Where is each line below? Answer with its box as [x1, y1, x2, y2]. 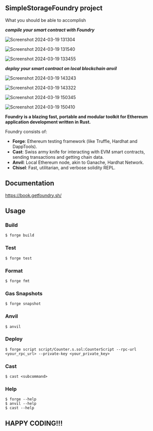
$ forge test [5, 256, 32, 261]
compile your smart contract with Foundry [5, 27, 95, 33]
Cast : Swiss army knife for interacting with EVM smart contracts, [12, 149, 145, 155]
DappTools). [12, 143, 37, 149]
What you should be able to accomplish [5, 17, 86, 23]
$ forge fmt [5, 278, 30, 283]
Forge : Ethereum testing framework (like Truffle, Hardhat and [12, 138, 138, 144]
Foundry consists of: [5, 128, 47, 134]
